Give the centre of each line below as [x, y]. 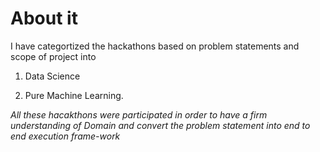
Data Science [52, 76]
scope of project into [53, 56]
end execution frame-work [65, 136]
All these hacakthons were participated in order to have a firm [139, 114]
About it [44, 18]
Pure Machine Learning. [74, 95]
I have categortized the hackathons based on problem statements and [155, 46]
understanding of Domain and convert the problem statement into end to [160, 125]
